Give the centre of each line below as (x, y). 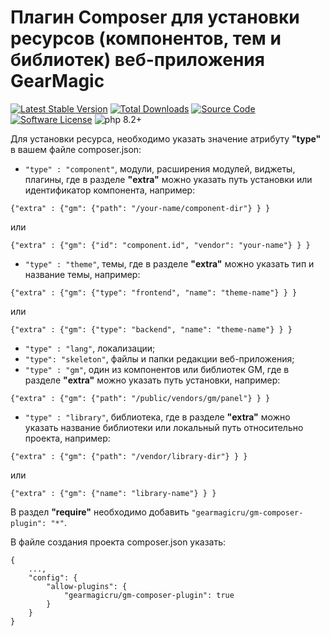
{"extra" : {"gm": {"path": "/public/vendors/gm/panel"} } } (140, 398)
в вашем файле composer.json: (76, 149)
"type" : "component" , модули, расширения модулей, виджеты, (160, 168)
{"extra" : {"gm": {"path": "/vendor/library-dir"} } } (129, 456)
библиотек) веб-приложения (137, 60)
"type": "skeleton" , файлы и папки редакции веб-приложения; (159, 358)
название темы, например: (82, 274)
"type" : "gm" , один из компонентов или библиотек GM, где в (157, 369)
